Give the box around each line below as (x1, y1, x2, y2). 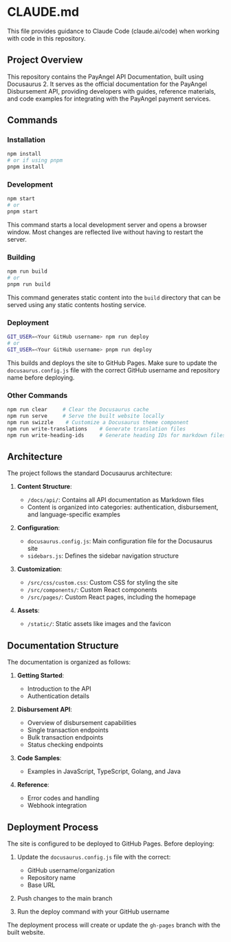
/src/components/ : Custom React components (27, 586, 157, 594)
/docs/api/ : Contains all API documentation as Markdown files (27, 496, 204, 504)
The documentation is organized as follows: (7, 658, 131, 667)
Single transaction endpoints (27, 726, 109, 734)
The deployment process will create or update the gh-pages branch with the (7, 921, 221, 929)
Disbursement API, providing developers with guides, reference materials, (7, 87, 217, 95)
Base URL (27, 881, 56, 889)
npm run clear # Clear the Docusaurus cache (7, 406, 149, 413)
